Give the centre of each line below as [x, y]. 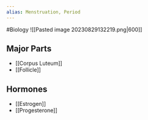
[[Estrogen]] [31, 104]
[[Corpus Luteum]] [39, 63]
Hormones [27, 89]
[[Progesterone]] [36, 110]
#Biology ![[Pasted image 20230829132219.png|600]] [74, 29]
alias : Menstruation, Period [43, 12]
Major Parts [29, 49]
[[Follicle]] [28, 70]
